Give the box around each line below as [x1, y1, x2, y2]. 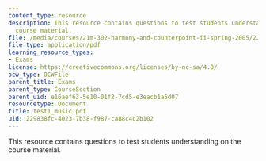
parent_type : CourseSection [8, 85, 101, 94]
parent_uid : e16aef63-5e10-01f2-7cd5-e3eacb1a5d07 [8, 93, 179, 101]
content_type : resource [8, 11, 87, 20]
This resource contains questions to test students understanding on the [8, 136, 241, 146]
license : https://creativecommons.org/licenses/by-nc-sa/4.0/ [8, 63, 218, 71]
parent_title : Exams [8, 78, 77, 86]
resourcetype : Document [8, 100, 87, 108]
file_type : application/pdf [8, 41, 101, 49]
